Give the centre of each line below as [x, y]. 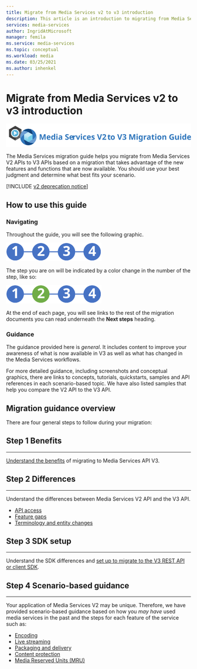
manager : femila [26, 37]
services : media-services [38, 25]
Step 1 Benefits [34, 441]
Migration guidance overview [61, 408]
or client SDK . [23, 567]
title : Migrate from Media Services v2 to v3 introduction [80, 12]
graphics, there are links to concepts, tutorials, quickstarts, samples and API [98, 377]
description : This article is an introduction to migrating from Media [95, 19]
